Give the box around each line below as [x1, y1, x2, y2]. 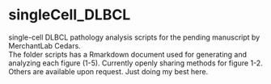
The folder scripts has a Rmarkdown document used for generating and [8, 49, 248, 59]
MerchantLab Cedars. [8, 40, 81, 50]
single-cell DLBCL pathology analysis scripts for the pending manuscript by [8, 32, 260, 42]
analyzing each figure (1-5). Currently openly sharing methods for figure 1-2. [8, 58, 263, 68]
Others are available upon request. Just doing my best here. [8, 66, 209, 76]
